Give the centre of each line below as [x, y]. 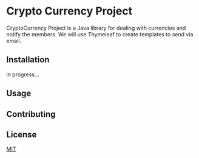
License [22, 134]
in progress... [23, 74]
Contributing [31, 114]
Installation [28, 60]
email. [14, 41]
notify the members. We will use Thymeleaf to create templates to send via [100, 34]
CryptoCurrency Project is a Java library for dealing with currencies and [96, 28]
